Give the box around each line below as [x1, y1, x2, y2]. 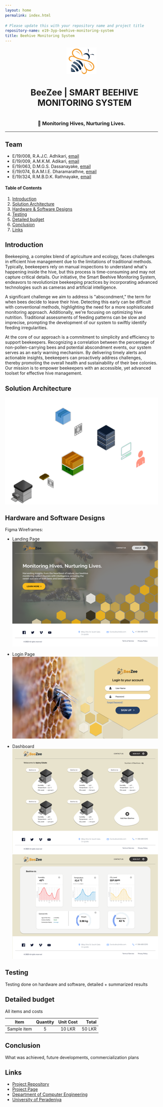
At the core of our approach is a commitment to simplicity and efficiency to [5, 334, 155, 340]
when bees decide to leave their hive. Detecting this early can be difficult [5, 299, 151, 305]
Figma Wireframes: [5, 527, 43, 533]
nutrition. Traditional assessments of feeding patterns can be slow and [5, 314, 146, 320]
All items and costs [5, 1008, 43, 1014]
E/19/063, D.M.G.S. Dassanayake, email [12, 163, 91, 169]
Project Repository [12, 1081, 49, 1087]
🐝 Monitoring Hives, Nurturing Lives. [37, 120, 126, 127]
